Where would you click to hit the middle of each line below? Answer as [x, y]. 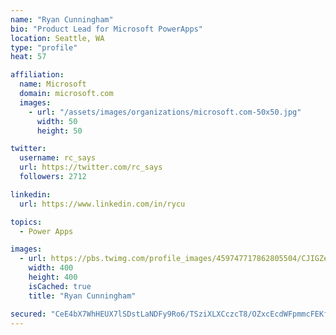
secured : [28, 314]
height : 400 [53, 277]
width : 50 [57, 121]
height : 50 [59, 131]
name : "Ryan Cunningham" [62, 19]
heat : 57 [28, 57]
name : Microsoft [53, 84]
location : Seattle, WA [57, 38]
